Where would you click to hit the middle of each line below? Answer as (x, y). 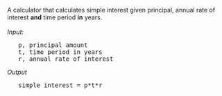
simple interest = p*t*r (60, 85)
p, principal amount (53, 45)
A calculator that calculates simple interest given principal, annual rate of (111, 10)
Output (17, 72)
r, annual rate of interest (66, 59)
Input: (16, 32)
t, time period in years (60, 52)
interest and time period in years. (55, 17)
